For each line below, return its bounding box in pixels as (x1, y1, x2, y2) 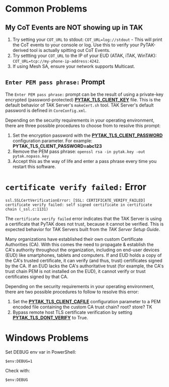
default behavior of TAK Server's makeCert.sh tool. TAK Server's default (5, 102, 154, 108)
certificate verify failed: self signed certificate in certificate (5, 202, 152, 207)
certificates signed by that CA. (5, 273, 69, 280)
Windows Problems (5, 332, 89, 344)
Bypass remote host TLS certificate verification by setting (12, 309, 133, 315)
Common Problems (5, 3, 87, 15)
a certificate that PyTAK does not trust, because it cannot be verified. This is (5, 220, 164, 227)
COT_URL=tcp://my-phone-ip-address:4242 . (12, 58, 100, 64)
